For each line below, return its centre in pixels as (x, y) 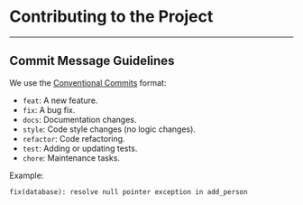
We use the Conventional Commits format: (88, 82)
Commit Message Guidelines (92, 61)
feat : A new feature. (60, 100)
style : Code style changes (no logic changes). (109, 129)
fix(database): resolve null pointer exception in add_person (129, 191)
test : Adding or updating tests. (80, 148)
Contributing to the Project (111, 17)
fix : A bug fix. (49, 109)
